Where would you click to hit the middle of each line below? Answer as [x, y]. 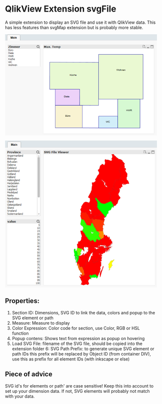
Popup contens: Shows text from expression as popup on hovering [78, 338]
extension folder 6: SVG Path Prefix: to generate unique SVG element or [83, 349]
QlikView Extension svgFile [61, 9]
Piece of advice [29, 374]
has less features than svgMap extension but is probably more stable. [74, 27]
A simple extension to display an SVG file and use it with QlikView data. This [80, 22]
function [20, 333]
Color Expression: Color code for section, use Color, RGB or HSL [76, 328]
